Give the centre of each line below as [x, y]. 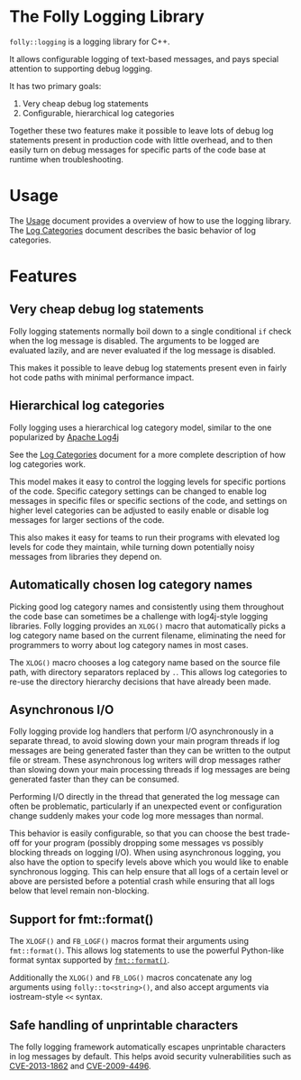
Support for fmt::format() [82, 919]
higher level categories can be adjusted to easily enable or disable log [139, 510]
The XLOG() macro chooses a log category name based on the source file [145, 662]
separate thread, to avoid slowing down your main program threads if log [145, 741]
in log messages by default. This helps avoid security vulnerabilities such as [150, 1056]
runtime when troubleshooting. [66, 159]
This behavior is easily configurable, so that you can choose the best [137, 833]
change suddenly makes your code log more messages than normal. [137, 816]
